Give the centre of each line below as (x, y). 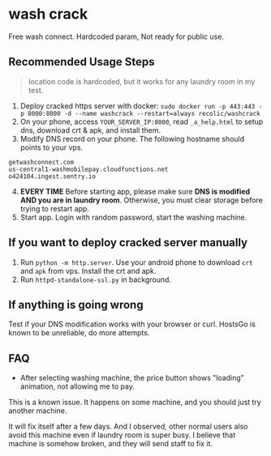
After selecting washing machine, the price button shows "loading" (132, 378)
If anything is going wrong (76, 305)
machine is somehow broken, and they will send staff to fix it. (111, 444)
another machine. (38, 411)
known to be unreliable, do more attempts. (79, 333)
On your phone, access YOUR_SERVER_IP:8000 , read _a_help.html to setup (142, 121)
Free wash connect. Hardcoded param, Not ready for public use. (116, 36)
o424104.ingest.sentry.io (52, 176)
